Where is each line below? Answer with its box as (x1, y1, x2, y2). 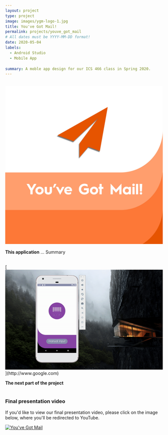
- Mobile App (9, 56, 37, 61)
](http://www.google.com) (5, 370, 59, 376)
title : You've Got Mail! (5, 24, 57, 29)
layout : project (5, 8, 39, 13)
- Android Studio (9, 50, 46, 55)
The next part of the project (5, 380, 64, 386)
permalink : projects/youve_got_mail (5, 29, 81, 35)
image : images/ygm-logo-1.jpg (5, 19, 68, 24)
